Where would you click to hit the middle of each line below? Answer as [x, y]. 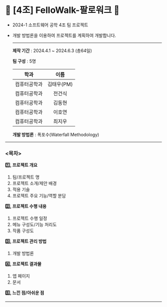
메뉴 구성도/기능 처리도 [35, 225]
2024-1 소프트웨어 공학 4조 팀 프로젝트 [50, 25]
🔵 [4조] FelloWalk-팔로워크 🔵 [62, 10]
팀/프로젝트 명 [26, 177]
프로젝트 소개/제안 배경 [35, 184]
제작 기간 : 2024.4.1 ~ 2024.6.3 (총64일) [52, 51]
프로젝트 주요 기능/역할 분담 [39, 196]
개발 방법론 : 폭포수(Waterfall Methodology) [56, 134]
